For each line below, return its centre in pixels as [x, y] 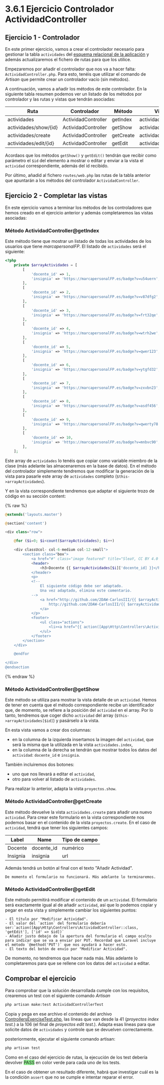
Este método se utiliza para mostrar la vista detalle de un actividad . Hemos [81, 700]
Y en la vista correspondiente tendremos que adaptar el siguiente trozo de [80, 491]
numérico [73, 848]
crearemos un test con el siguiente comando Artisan [58, 996]
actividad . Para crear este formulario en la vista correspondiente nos [75, 817]
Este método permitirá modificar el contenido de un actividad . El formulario [81, 900]
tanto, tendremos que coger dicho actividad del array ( [61, 715]
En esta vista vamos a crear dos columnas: [48, 730]
